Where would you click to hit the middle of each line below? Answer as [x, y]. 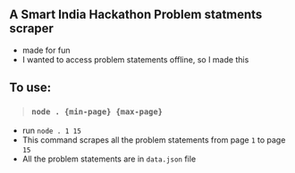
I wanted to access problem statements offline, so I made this [135, 59]
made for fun [46, 50]
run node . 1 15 [52, 130]
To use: [30, 88]
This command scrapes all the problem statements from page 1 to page [154, 140]
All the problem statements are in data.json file [109, 159]
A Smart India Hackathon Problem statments [136, 15]
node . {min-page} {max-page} [97, 112]
